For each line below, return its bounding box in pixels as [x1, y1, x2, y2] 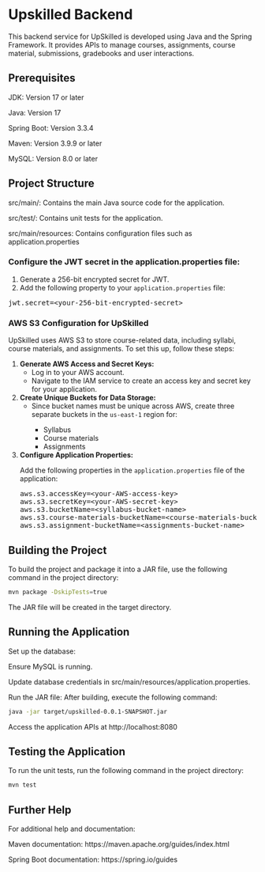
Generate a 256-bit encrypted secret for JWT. [19, 275, 170, 284]
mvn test [8, 781, 37, 789]
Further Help [8, 803, 72, 817]
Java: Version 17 [8, 108, 62, 117]
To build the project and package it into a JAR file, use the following [8, 564, 227, 574]
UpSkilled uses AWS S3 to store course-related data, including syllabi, [8, 336, 237, 345]
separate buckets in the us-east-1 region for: [31, 410, 177, 419]
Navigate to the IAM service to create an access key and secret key [31, 376, 251, 385]
